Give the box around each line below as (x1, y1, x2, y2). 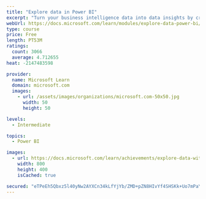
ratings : (6, 43, 29, 49)
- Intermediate (12, 121, 51, 128)
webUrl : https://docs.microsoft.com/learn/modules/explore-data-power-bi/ (6, 20, 202, 26)
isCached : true (17, 172, 56, 178)
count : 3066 (12, 49, 43, 55)
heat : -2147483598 (6, 60, 53, 66)
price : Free (6, 32, 37, 38)
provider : (6, 71, 32, 77)
